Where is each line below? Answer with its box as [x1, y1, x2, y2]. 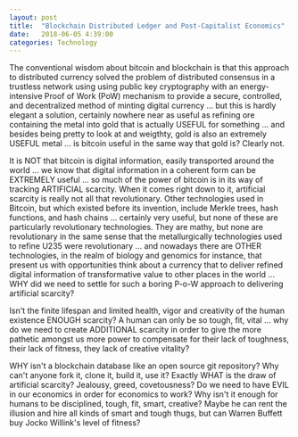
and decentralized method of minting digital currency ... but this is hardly [9, 100, 277, 111]
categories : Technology [9, 37, 98, 47]
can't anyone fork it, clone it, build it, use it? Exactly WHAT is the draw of [9, 370, 277, 381]
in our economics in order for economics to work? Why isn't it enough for [9, 389, 278, 400]
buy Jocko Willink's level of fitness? [9, 417, 141, 428]
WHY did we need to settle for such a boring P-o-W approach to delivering [9, 278, 284, 290]
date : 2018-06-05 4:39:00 [9, 29, 114, 38]
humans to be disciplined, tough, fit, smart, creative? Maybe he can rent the [9, 399, 287, 409]
